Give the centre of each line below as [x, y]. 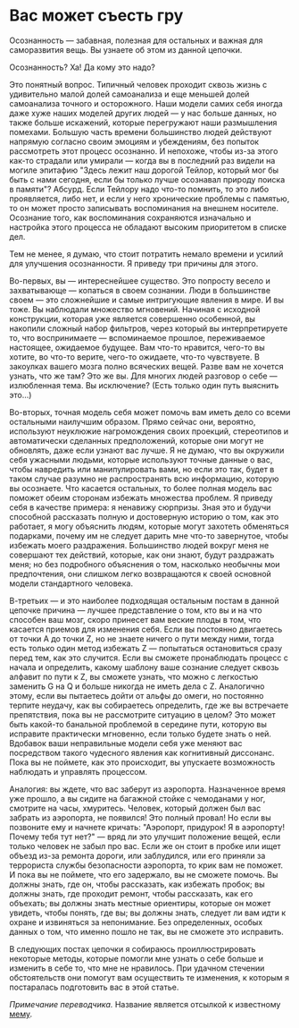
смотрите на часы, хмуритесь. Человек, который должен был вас [135, 808]
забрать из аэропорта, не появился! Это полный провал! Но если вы [141, 817]
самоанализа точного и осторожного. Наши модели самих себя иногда [146, 103]
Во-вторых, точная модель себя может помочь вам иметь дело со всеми [150, 412]
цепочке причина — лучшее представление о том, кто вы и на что [136, 610]
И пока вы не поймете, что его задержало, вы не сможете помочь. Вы [144, 874]
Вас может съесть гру [96, 16]
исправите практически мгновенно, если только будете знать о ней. [141, 734]
